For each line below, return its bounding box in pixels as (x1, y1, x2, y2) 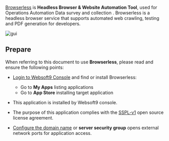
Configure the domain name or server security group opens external (12, 125, 159, 131)
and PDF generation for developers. (5, 20, 81, 27)
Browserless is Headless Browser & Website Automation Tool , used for (5, 5, 158, 10)
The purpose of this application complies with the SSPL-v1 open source (12, 109, 164, 115)
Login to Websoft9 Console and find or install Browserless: (12, 74, 137, 80)
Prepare (5, 45, 32, 54)
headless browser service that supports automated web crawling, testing (5, 15, 160, 21)
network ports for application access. (12, 130, 92, 136)
